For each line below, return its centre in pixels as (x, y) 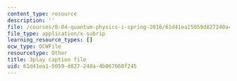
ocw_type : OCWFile (34, 46)
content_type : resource (42, 14)
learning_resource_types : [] (50, 40)
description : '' (31, 20)
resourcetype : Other (38, 54)
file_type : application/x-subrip (56, 33)
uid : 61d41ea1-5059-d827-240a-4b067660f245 (72, 66)
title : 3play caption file (47, 60)
